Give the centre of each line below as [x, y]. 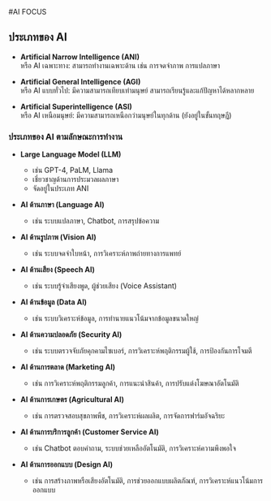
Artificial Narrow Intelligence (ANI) [80, 57]
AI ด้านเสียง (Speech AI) [57, 270]
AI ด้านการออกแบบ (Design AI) [67, 464]
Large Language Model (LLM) [71, 154]
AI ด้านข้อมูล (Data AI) [54, 302]
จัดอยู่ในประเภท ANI [60, 188]
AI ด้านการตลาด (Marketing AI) [68, 367]
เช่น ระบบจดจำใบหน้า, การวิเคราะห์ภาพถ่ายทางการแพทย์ [107, 253]
